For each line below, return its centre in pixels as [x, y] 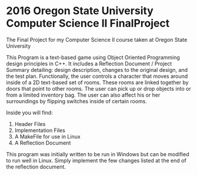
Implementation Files [40, 130]
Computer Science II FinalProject [88, 23]
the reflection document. [36, 167]
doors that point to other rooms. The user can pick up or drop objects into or [98, 88]
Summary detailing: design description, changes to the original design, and [97, 70]
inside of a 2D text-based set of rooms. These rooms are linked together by [98, 82]
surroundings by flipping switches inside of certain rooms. [77, 101]
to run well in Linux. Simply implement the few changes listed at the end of [96, 160]
